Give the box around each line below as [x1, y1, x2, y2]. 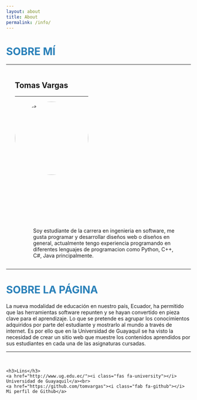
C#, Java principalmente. [33, 252, 94, 259]
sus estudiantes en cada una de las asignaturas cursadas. [6, 340, 147, 347]
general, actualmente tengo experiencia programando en [33, 240, 171, 247]
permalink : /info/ [6, 19, 51, 25]
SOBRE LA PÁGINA [6, 283, 98, 296]
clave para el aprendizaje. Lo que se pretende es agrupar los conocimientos [6, 315, 190, 322]
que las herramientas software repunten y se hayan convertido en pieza [6, 309, 180, 316]
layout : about [6, 8, 41, 15]
